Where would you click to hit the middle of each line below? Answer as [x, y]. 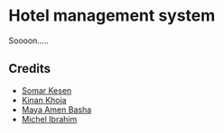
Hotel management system [112, 16]
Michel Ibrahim [49, 119]
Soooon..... [28, 40]
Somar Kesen [47, 90]
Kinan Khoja [44, 100]
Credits [30, 69]
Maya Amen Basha [56, 110]
